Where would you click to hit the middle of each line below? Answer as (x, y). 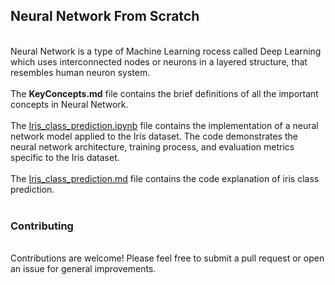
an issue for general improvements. (83, 269)
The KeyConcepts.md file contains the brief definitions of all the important (164, 93)
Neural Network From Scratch (105, 16)
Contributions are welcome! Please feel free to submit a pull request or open (167, 258)
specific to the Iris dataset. (65, 157)
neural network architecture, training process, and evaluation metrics (152, 146)
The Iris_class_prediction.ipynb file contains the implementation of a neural (164, 125)
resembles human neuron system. (80, 72)
